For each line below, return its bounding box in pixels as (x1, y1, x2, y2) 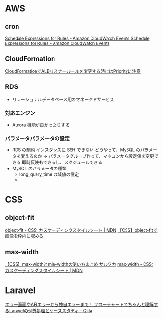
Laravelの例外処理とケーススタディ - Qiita (9, 307, 92, 313)
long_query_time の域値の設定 (19, 171, 79, 177)
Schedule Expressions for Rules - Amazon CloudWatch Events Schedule (5, 35, 150, 41)
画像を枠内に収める (5, 233, 44, 239)
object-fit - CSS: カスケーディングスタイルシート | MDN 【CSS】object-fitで (5, 227, 158, 233)
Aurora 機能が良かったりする (12, 122, 70, 127)
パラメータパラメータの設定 (5, 135, 70, 142)
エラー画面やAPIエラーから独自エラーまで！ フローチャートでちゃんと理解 (5, 301, 154, 307)
